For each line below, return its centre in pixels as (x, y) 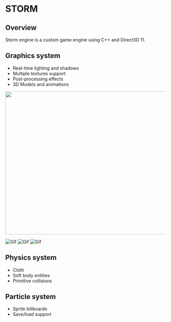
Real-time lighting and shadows (46, 68)
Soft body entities (31, 275)
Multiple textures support (39, 73)
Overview (21, 28)
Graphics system (33, 56)
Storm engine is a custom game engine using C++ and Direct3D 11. (75, 40)
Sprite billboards (30, 309)
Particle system (31, 297)
